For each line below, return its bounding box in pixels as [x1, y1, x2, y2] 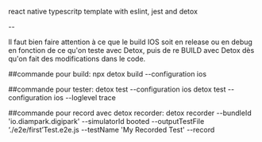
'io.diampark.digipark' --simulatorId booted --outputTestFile [8, 117, 205, 125]
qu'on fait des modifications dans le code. [8, 54, 146, 63]
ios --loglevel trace [53, 93, 117, 102]
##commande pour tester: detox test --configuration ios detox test [8, 84, 226, 94]
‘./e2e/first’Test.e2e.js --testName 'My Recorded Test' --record [8, 125, 215, 134]
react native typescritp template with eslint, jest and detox [8, 7, 198, 16]
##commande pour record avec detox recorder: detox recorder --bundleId [8, 108, 252, 118]
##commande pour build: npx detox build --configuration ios [8, 69, 207, 78]
